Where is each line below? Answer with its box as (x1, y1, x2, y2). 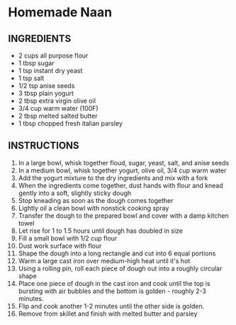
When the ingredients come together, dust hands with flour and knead (18, 181, 224, 189)
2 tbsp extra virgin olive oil (18, 97, 96, 105)
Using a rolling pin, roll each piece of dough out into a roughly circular (18, 264, 223, 272)
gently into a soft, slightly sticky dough (18, 189, 132, 197)
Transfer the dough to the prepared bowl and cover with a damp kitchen (18, 211, 229, 220)
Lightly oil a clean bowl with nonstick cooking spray (18, 204, 169, 212)
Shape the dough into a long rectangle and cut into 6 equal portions (18, 249, 216, 258)
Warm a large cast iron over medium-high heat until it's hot (18, 256, 191, 265)
